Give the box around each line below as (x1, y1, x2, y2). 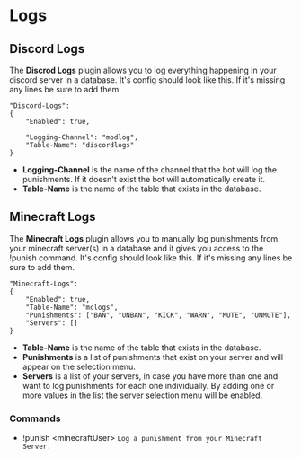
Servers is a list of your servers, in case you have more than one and (22, 370, 279, 382)
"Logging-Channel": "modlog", (25, 133, 139, 142)
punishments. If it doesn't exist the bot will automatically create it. (22, 174, 266, 184)
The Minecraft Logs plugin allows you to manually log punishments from (9, 233, 279, 243)
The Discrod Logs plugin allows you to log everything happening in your (9, 65, 277, 75)
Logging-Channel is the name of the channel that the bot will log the (22, 164, 277, 175)
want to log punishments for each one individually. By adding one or (22, 380, 275, 391)
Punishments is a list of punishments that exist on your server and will (22, 351, 284, 362)
